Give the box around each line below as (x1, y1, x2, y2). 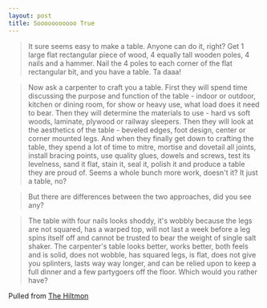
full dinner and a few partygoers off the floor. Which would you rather (27, 266, 258, 277)
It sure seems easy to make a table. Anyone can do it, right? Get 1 (27, 41, 245, 51)
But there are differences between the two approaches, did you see (27, 192, 252, 201)
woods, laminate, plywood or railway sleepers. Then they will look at (27, 116, 254, 126)
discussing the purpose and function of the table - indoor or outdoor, (27, 91, 257, 100)
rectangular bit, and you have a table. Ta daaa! (27, 67, 182, 76)
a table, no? (27, 176, 67, 185)
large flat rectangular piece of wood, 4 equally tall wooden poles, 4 (27, 50, 250, 59)
